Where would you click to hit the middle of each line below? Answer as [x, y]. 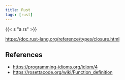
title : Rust [18, 10]
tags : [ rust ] [19, 15]
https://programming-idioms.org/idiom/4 [55, 67]
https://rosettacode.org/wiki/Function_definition [63, 72]
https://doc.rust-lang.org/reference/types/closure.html [63, 39]
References [24, 54]
